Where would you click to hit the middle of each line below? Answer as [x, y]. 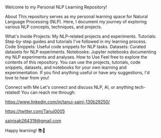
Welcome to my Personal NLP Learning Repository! [56, 7]
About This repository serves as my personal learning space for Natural [76, 16]
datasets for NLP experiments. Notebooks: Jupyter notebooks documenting [81, 52]
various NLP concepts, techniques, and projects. [54, 27]
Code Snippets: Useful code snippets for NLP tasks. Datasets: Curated [76, 47]
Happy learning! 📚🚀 [25, 130]
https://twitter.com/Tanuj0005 [35, 111]
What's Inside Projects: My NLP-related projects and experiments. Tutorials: [81, 36]
